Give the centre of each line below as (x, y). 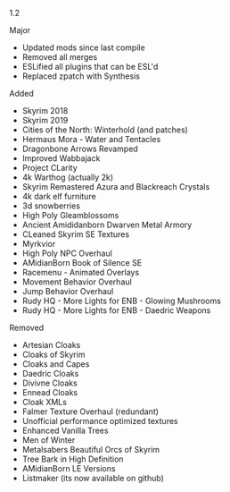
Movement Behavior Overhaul (77, 282)
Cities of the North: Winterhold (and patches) (105, 130)
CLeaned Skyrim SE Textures (76, 234)
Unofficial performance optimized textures (100, 421)
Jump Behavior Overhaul (68, 291)
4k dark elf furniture (59, 196)
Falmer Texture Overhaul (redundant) (90, 411)
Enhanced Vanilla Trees (65, 430)
